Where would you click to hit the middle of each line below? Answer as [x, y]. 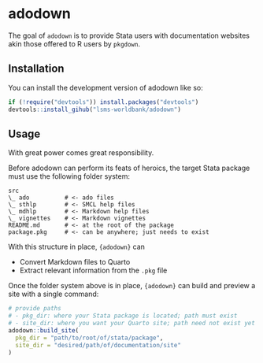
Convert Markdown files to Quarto [75, 262]
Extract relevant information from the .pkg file [93, 270]
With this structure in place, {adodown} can [77, 247]
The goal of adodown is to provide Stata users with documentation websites [129, 35]
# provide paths [35, 309]
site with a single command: [54, 294]
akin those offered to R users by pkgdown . [74, 43]
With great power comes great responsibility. [81, 153]
